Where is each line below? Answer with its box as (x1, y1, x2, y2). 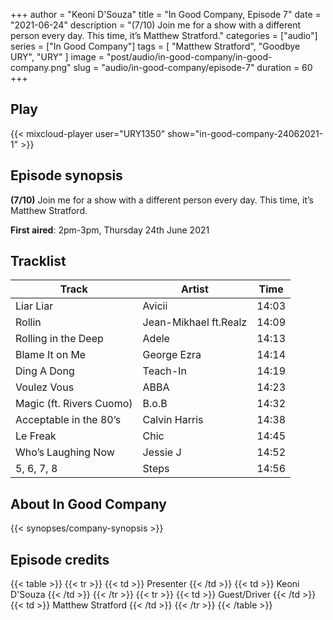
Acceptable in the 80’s (15, 413, 122, 427)
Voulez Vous (15, 380, 75, 394)
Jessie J (142, 445, 182, 459)
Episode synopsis (10, 167, 123, 184)
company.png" (10, 62, 72, 73)
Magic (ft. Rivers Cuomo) (15, 397, 133, 411)
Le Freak (15, 429, 57, 443)
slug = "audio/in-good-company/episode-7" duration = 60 (73, 62, 313, 73)
